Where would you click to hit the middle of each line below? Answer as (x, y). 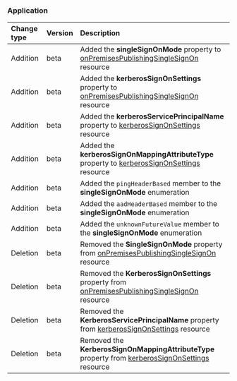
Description (100, 33)
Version (60, 33)
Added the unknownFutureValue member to (150, 224)
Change (24, 29)
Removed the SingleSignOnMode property (151, 244)
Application (28, 11)
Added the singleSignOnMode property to (151, 49)
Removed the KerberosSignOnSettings (146, 274)
